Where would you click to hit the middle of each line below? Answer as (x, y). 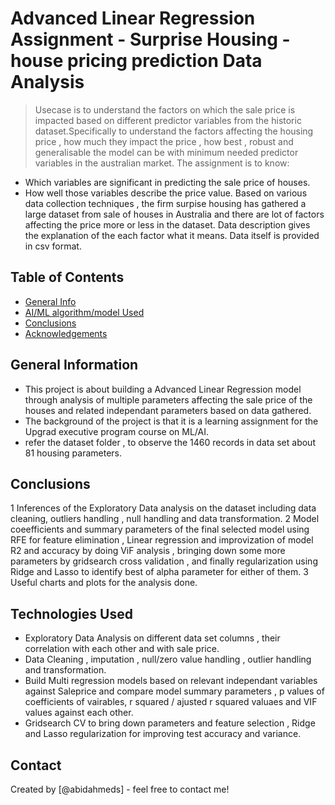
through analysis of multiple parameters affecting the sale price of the (168, 399)
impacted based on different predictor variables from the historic (168, 120)
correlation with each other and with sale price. (122, 649)
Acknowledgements (66, 333)
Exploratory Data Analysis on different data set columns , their (152, 638)
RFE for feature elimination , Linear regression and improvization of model (162, 540)
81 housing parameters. (73, 453)
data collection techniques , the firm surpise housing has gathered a (165, 203)
